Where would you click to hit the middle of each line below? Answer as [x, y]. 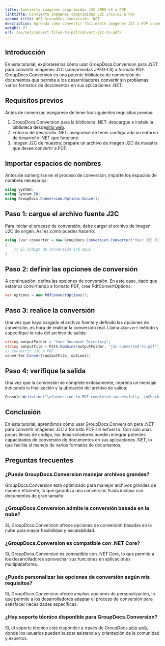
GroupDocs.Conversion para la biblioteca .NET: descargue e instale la [83, 122]
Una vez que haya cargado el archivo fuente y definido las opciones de [77, 322]
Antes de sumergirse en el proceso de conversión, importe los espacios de [81, 176]
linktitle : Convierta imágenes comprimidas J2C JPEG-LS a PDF [70, 14]
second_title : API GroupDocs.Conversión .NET [52, 19]
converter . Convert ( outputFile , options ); [48, 355]
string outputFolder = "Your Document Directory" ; [58, 342]
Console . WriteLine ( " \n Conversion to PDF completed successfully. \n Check [82, 397]
